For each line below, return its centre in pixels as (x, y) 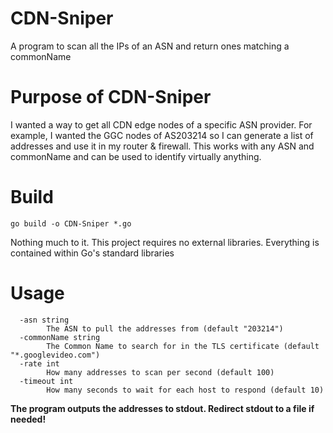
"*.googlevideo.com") (55, 355)
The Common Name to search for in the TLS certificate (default (183, 346)
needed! (28, 419)
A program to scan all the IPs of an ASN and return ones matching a (150, 46)
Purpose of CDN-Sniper (111, 97)
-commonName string (60, 337)
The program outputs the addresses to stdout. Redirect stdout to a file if (162, 408)
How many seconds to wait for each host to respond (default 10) (185, 390)
